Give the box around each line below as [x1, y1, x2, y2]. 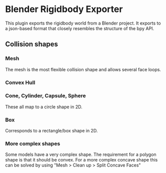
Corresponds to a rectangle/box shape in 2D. [5, 128, 98, 134]
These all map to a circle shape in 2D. [5, 104, 82, 110]
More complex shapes [5, 140, 60, 147]
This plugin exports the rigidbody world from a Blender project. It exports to [5, 20, 161, 26]
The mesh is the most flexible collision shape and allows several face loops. [5, 66, 161, 72]
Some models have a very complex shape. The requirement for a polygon [5, 151, 156, 157]
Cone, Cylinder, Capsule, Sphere [5, 92, 86, 99]
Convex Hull [5, 79, 35, 86]
